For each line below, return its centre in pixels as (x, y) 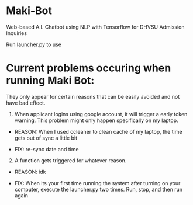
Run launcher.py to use (34, 44)
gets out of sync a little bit (46, 138)
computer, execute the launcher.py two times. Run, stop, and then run (99, 189)
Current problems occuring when (89, 68)
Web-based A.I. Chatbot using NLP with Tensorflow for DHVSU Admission (95, 27)
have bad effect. (26, 103)
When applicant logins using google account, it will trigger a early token (101, 114)
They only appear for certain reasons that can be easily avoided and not (93, 96)
